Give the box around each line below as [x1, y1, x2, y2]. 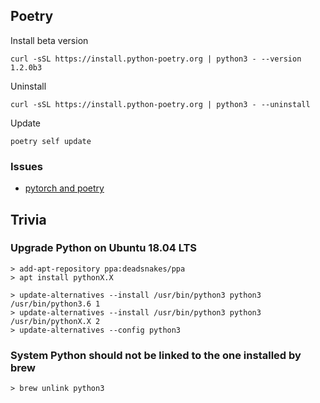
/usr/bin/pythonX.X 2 [10, 316, 101, 326]
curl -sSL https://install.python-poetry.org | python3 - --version [10, 54, 302, 64]
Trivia [10, 211, 47, 228]
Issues [10, 159, 44, 173]
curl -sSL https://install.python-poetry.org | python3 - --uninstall [10, 99, 311, 109]
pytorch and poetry [24, 182, 105, 194]
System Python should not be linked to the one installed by [10, 348, 302, 362]
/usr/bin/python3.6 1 [10, 299, 101, 309]
